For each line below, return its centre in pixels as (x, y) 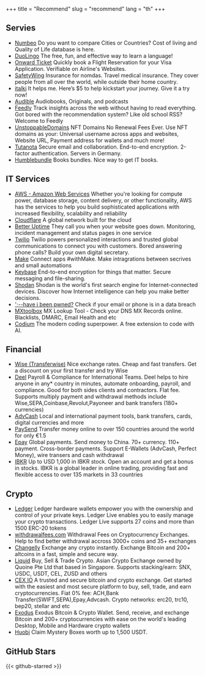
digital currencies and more (49, 423)
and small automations (43, 265)
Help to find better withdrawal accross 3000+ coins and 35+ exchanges (105, 541)
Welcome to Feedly (39, 121)
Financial (24, 350)
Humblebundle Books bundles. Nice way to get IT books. (86, 160)
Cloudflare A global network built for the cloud (73, 220)
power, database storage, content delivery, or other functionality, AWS (103, 200)
